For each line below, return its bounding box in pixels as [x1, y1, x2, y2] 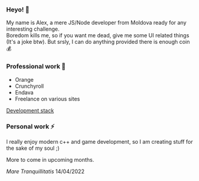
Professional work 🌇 [6, 63, 66, 71]
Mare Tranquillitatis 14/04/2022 [6, 168, 85, 175]
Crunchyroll [14, 82, 44, 90]
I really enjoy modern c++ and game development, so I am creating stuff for [6, 138, 194, 145]
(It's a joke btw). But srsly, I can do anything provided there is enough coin [6, 38, 190, 46]
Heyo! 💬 [6, 5, 30, 14]
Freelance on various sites [14, 95, 80, 102]
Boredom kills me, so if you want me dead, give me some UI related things [6, 32, 190, 39]
